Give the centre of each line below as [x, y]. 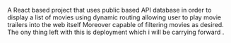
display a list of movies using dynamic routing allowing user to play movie [114, 17]
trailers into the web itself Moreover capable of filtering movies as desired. [115, 25]
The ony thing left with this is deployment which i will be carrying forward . [116, 32]
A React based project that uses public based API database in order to [109, 10]
